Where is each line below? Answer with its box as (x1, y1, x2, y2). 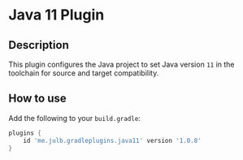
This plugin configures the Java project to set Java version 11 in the (8, 59, 235, 69)
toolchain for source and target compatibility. (8, 68, 159, 78)
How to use (8, 92, 67, 106)
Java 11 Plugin (8, 6, 105, 24)
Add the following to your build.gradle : (8, 113, 141, 123)
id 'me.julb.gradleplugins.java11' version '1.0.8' (23, 136, 202, 145)
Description (8, 38, 69, 52)
